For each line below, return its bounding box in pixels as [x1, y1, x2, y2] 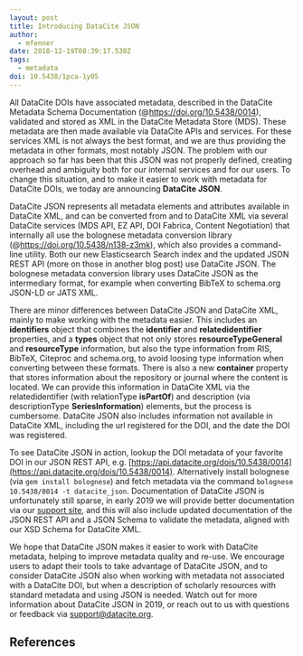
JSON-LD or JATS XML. [9, 286, 99, 298]
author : [9, 30, 39, 39]
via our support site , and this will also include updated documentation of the [9, 504, 293, 515]
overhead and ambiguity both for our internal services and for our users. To [9, 164, 291, 174]
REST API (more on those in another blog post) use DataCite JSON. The [9, 258, 277, 269]
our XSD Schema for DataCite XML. [9, 523, 142, 534]
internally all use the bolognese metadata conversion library [9, 230, 232, 240]
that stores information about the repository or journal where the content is [9, 371, 289, 382]
